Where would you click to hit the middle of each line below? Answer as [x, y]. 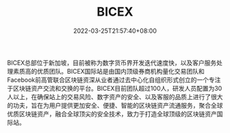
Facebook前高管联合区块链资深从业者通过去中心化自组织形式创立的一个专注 [114, 80]
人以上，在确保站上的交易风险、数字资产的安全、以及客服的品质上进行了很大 [115, 97]
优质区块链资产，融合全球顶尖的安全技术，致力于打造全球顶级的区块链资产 [112, 114]
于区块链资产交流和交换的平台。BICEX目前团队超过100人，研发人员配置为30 [115, 88]
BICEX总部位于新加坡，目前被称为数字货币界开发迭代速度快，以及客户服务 [112, 63]
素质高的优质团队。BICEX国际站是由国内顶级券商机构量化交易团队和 [109, 71]
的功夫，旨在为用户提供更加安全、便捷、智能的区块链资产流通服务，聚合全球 [115, 105]
